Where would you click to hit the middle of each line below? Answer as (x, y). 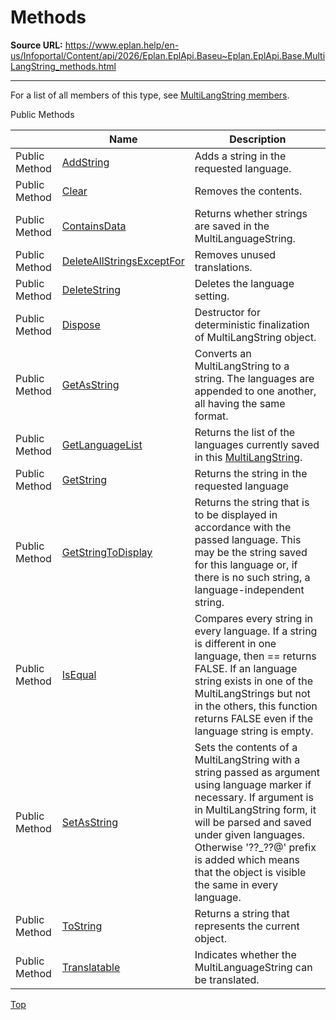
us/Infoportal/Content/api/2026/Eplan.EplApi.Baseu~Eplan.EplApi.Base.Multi (168, 55)
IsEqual (79, 674)
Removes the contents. (248, 191)
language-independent (249, 589)
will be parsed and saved (253, 822)
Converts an (223, 353)
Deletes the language (244, 283)
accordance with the (243, 527)
